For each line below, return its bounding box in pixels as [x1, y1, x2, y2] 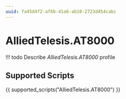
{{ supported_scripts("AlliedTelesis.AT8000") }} [5, 86, 121, 93]
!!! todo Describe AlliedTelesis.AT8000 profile [5, 54, 115, 61]
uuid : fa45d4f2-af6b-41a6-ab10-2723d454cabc [5, 8, 117, 15]
